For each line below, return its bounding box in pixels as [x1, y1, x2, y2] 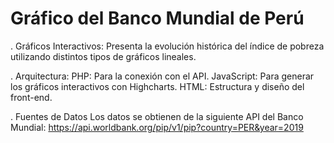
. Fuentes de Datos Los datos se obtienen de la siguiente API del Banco [10, 110, 304, 122]
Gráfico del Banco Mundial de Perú [10, 7, 305, 30]
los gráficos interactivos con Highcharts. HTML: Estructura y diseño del [10, 80, 305, 92]
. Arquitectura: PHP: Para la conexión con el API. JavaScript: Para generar [10, 70, 315, 82]
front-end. [10, 91, 53, 103]
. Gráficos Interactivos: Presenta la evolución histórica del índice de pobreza [10, 40, 325, 52]
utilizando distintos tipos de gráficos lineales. [10, 50, 197, 62]
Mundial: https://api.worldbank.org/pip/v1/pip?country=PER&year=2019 [10, 121, 304, 133]
